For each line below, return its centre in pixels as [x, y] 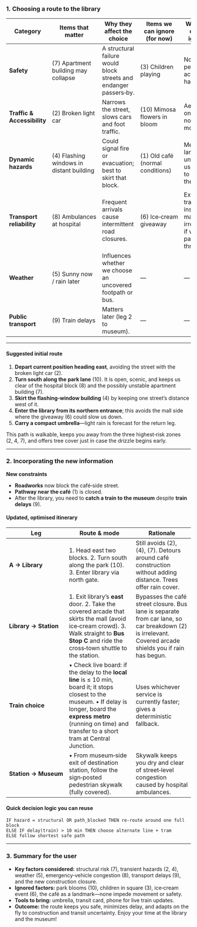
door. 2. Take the [92, 604]
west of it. [27, 404]
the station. [84, 655]
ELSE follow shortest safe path [45, 836]
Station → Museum [36, 774]
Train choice [27, 705]
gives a [146, 709]
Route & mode [99, 533]
